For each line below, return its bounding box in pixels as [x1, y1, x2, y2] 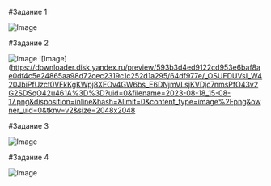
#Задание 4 [8, 153, 49, 162]
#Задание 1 [8, 7, 48, 16]
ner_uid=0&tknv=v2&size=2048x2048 [8, 105, 136, 115]
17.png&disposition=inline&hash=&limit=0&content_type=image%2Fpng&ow [8, 97, 261, 106]
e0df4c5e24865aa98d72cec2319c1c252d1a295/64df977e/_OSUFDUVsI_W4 [8, 71, 263, 80]
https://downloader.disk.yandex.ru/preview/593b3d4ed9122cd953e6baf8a [11, 62, 261, 72]
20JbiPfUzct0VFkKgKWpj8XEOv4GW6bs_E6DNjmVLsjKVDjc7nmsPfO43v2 [8, 80, 259, 89]
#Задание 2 [8, 38, 49, 48]
